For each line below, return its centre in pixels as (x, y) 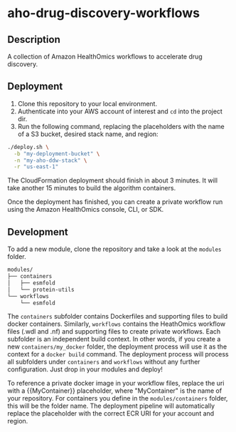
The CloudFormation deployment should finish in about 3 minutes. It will (113, 180)
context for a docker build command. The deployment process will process (118, 354)
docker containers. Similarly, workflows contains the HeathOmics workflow (117, 324)
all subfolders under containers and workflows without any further (104, 362)
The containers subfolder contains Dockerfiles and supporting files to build (118, 317)
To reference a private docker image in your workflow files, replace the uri (116, 384)
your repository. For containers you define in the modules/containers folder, (118, 398)
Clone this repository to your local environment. (87, 103)
